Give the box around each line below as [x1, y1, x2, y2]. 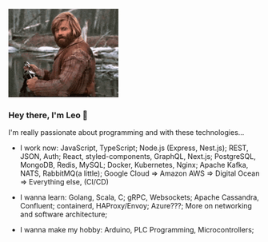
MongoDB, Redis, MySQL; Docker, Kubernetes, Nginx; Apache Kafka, [19, 161, 249, 170]
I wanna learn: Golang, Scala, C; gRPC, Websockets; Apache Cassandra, [19, 192, 260, 202]
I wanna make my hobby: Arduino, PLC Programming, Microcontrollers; [19, 225, 254, 235]
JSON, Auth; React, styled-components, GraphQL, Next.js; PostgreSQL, [19, 152, 256, 161]
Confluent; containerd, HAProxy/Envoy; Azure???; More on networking [19, 201, 252, 211]
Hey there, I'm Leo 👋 [8, 109, 88, 121]
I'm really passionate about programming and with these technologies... [8, 128, 245, 137]
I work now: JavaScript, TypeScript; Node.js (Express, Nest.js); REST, [19, 143, 249, 153]
